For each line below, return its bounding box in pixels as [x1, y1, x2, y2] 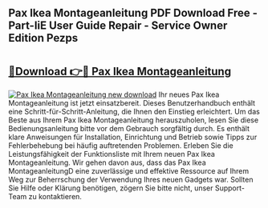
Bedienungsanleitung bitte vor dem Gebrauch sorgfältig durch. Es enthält [8, 124, 250, 133]
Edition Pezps [8, 31, 79, 45]
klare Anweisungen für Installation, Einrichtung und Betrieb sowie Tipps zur [8, 132, 258, 142]
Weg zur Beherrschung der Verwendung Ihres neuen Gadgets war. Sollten [8, 175, 254, 184]
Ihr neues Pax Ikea [158, 90, 220, 99]
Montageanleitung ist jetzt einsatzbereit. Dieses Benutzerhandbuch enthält [8, 98, 255, 107]
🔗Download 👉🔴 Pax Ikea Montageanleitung [8, 64, 231, 78]
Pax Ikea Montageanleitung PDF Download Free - [8, 6, 258, 20]
